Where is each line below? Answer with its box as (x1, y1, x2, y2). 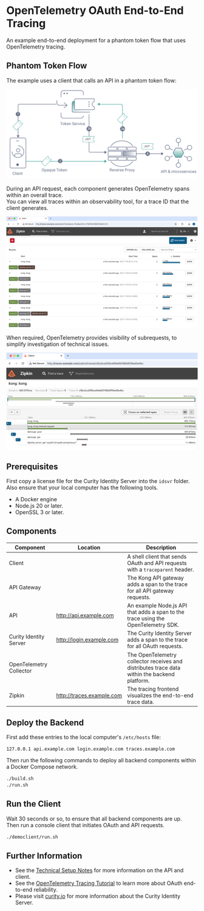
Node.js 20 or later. (15, 502, 64, 510)
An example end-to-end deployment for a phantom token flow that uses (6, 36, 186, 44)
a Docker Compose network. (6, 763, 78, 771)
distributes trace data (127, 664, 181, 671)
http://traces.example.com (56, 691, 123, 699)
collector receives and (127, 657, 183, 665)
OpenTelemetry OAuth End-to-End (6, 4, 184, 18)
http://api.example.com (56, 611, 114, 619)
